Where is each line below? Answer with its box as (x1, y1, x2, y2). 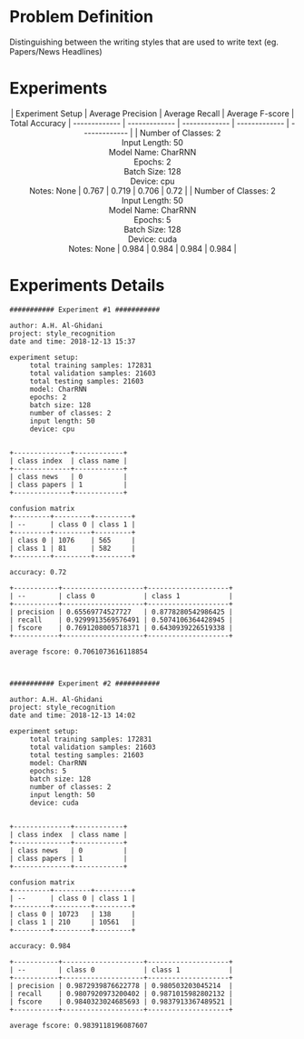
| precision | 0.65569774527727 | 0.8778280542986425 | (9, 607, 233, 616)
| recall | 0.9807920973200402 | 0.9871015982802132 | (9, 989, 233, 998)
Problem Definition (9, 6, 154, 27)
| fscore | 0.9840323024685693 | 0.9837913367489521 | (9, 997, 233, 1006)
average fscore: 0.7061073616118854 (9, 647, 148, 656)
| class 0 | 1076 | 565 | (9, 535, 136, 544)
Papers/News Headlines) (9, 45, 103, 56)
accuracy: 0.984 (9, 941, 71, 951)
